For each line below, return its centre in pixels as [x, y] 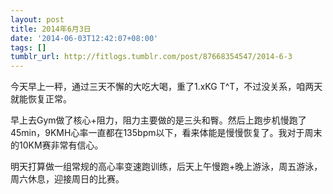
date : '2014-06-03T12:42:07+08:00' [84, 38]
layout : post [37, 19]
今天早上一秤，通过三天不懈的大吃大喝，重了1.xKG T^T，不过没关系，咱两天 [166, 87]
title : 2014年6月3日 [51, 29]
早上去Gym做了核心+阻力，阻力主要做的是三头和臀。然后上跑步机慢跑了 [158, 120]
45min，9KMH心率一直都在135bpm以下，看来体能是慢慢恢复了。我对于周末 [166, 133]
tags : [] [28, 47]
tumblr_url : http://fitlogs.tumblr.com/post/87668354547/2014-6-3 [151, 57]
